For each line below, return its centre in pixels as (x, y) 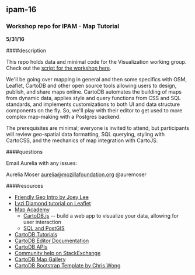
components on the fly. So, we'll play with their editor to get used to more (94, 110)
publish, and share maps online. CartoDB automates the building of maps (94, 92)
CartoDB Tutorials (36, 234)
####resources (25, 185)
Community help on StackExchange (58, 253)
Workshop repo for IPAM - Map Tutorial (63, 26)
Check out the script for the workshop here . (59, 68)
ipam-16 (21, 10)
